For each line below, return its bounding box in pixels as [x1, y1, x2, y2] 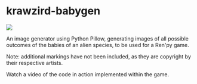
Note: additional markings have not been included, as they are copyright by [6, 52, 191, 60]
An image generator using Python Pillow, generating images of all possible [6, 35, 189, 42]
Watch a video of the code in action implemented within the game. [6, 70, 170, 78]
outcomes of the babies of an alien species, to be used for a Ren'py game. [6, 41, 189, 48]
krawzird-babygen [6, 4, 100, 18]
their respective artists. [6, 59, 63, 66]
